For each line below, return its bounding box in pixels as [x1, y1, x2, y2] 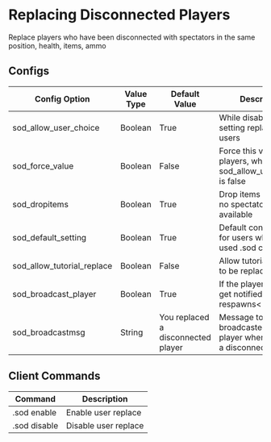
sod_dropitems [12, 198, 69, 210]
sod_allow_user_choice [12, 122, 100, 133]
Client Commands [8, 369, 101, 383]
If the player [219, 278, 265, 290]
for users [219, 231, 253, 243]
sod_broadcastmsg [12, 327, 85, 338]
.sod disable [12, 419, 59, 431]
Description [81, 393, 128, 404]
